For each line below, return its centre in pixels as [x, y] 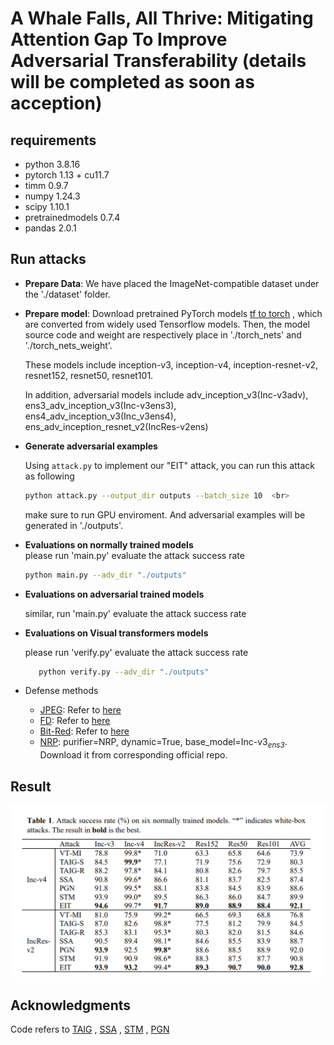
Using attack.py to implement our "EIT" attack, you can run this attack [169, 465]
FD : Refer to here [75, 721]
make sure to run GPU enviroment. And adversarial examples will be [165, 514]
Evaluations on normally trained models [109, 544]
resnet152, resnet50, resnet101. [89, 375]
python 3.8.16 [52, 164]
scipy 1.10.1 [47, 206]
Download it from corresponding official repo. [133, 755]
